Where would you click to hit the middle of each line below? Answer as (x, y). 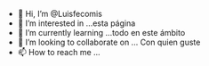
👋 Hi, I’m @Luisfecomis (60, 14)
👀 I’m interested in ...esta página (76, 23)
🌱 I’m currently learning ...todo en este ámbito (101, 33)
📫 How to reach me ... (59, 52)
